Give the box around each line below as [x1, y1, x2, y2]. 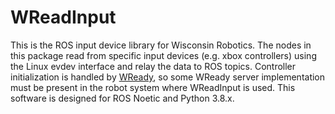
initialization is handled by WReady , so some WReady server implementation [10, 71, 326, 83]
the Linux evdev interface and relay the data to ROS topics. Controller [10, 60, 297, 72]
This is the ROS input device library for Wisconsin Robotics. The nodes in [10, 39, 312, 51]
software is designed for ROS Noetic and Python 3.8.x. [10, 92, 235, 104]
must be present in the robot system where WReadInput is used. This [10, 81, 296, 93]
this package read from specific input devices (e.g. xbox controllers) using [10, 49, 317, 61]
